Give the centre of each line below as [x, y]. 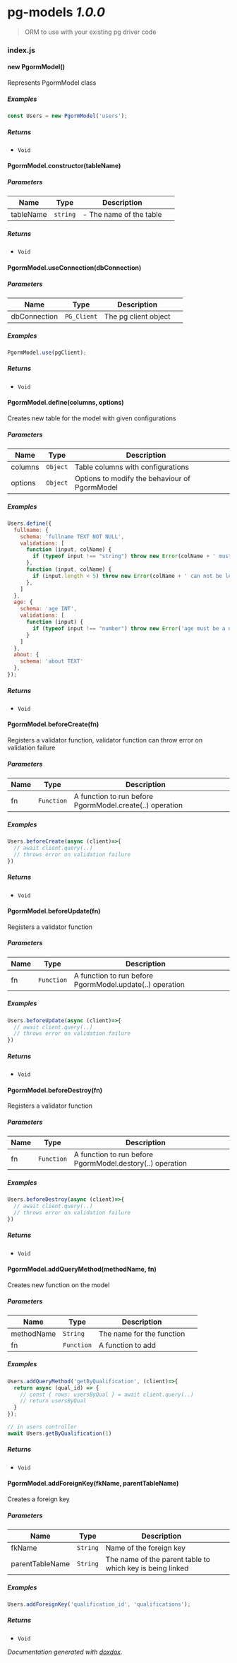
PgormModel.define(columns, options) [66, 403]
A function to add [127, 1345]
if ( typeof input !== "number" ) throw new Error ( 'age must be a [129, 628]
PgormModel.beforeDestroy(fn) [55, 1090]
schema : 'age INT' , [49, 609]
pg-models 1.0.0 [56, 12]
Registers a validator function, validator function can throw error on [105, 740]
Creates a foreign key [38, 1499]
